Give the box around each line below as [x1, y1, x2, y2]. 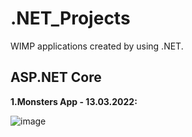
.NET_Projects [10, 7, 131, 30]
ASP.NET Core [10, 69, 102, 86]
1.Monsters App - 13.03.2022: [10, 95, 138, 107]
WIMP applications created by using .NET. [10, 40, 184, 52]
